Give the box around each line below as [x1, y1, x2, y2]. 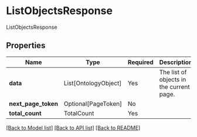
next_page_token [9, 99, 59, 108]
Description [159, 58, 193, 66]
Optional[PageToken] [63, 99, 122, 108]
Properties [6, 41, 46, 51]
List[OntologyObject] [63, 79, 122, 87]
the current [159, 82, 190, 91]
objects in [159, 75, 186, 83]
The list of [159, 68, 187, 76]
